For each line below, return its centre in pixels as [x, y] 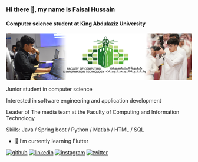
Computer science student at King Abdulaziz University [76, 24]
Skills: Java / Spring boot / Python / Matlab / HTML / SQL [75, 130]
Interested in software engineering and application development [84, 101]
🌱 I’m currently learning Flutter [52, 141]
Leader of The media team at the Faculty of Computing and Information [93, 112]
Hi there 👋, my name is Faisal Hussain [61, 9]
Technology [21, 118]
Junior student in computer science [49, 89]
